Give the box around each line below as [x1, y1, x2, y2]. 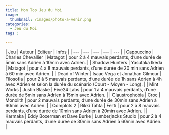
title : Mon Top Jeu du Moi [5, 7, 62, 13]
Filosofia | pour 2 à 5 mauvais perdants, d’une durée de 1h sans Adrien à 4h [5, 76, 162, 82]
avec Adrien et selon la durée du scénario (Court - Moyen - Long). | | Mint [5, 81, 159, 87]
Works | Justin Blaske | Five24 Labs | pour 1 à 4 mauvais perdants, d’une [5, 87, 156, 92]
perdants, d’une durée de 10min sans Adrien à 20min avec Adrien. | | [5, 108, 148, 114]
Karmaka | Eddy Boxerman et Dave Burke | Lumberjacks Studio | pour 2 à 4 [5, 113, 162, 119]
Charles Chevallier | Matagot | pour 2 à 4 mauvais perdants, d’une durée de [5, 54, 162, 60]
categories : [5, 21, 30, 27]
